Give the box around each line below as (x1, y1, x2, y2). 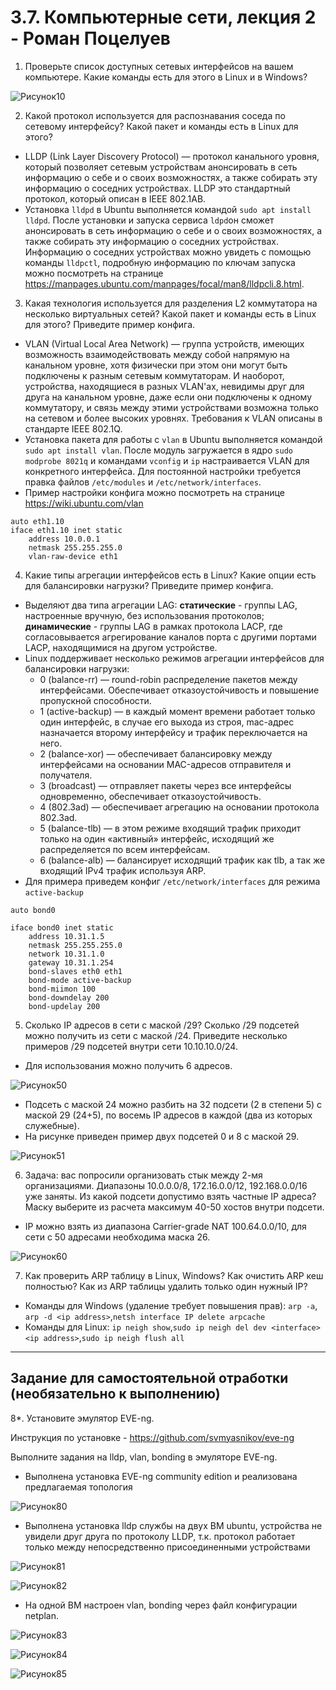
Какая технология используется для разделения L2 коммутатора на (24, 297, 318, 309)
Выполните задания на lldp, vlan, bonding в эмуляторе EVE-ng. (10, 1451, 278, 1463)
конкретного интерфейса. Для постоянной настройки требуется (24, 465, 302, 477)
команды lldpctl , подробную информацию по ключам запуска (24, 256, 296, 268)
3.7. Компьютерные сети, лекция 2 (10, 6, 317, 29)
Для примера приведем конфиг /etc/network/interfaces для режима (24, 875, 321, 887)
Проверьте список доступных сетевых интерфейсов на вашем (24, 60, 294, 72)
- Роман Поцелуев (10, 27, 172, 50)
